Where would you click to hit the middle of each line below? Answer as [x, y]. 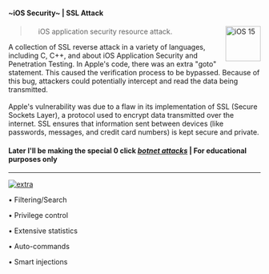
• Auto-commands [39, 247]
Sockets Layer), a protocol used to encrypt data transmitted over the [121, 115]
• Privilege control [38, 216]
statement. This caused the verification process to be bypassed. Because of [134, 73]
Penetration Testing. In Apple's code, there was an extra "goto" [112, 64]
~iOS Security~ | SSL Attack [56, 13]
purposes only [33, 159]
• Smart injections [38, 262]
